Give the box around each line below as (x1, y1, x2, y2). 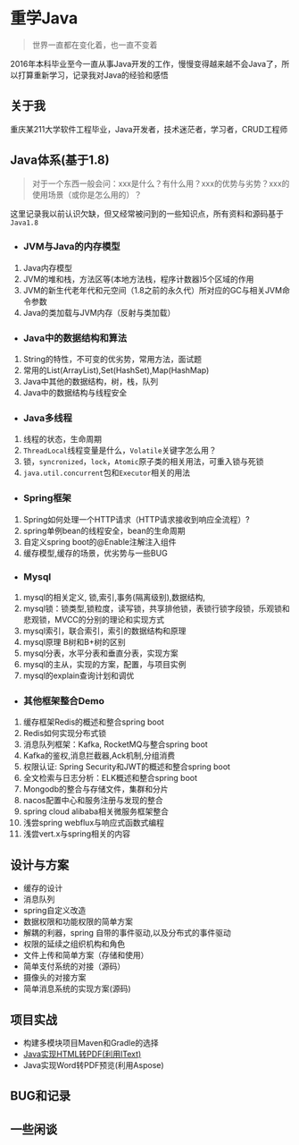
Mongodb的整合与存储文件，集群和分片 (22, 784, 169, 794)
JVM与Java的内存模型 (22, 241, 120, 253)
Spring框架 (22, 492, 72, 505)
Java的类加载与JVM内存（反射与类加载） (22, 307, 176, 318)
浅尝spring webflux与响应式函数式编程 (22, 818, 164, 828)
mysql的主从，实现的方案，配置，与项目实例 (22, 659, 187, 670)
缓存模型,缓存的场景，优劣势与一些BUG (22, 547, 168, 558)
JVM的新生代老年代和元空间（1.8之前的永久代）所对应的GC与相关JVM (22, 284, 283, 295)
